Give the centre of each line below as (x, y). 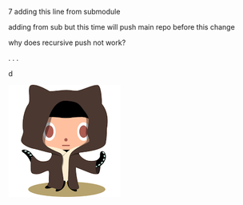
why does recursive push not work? (67, 42)
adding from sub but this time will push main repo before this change (122, 27)
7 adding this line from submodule (64, 12)
